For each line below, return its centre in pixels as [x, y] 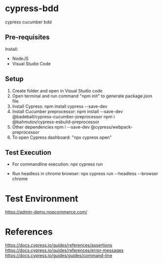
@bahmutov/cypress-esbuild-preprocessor [56, 122]
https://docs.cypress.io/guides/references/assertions [59, 245]
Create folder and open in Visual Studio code [57, 91]
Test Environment [42, 198]
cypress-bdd [32, 9]
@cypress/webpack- [112, 127]
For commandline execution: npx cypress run [58, 164]
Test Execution [28, 152]
